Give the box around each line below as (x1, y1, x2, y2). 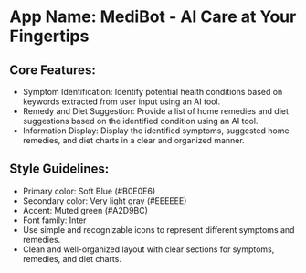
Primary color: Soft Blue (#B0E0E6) (22, 185, 156, 196)
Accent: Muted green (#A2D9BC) (22, 205, 149, 215)
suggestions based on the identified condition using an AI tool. (22, 116, 259, 126)
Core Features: (9, 62, 96, 78)
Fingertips (9, 26, 90, 47)
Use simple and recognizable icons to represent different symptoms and (22, 224, 295, 235)
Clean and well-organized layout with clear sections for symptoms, (22, 244, 275, 255)
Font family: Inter (22, 215, 87, 226)
